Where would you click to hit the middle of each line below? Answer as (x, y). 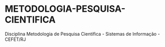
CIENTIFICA (30, 20)
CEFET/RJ (15, 39)
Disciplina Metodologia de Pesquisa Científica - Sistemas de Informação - (82, 34)
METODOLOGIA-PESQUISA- (65, 9)
